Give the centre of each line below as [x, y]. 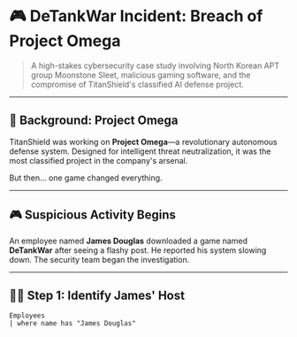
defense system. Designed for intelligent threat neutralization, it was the [140, 151]
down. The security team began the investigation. [99, 259]
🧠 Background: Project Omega [94, 121]
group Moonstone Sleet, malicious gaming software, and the [141, 74]
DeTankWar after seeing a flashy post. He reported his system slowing [138, 250]
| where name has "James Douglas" [73, 324]
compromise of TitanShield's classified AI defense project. [137, 84]
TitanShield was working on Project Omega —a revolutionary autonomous [144, 142]
